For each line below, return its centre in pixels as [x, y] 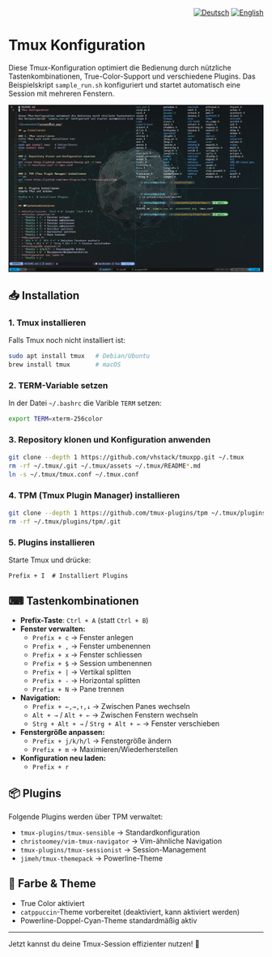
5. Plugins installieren [52, 543]
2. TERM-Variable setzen [58, 385]
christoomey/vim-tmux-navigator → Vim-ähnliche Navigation [121, 841]
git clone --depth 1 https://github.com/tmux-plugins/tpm [108, 513]
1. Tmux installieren [47, 323]
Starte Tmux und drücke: [50, 560]
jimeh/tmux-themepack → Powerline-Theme [91, 858]
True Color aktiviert [52, 903]
